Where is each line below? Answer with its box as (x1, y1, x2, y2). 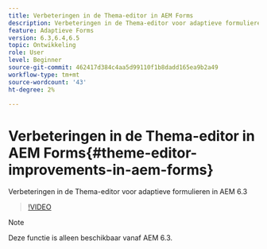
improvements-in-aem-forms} (8, 161, 215, 179)
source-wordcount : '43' (8, 78, 87, 86)
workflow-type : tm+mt (8, 71, 80, 79)
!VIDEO (27, 202, 52, 212)
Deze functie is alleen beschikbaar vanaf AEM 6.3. (8, 233, 173, 243)
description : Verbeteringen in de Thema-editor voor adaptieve (8, 19, 222, 27)
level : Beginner (8, 56, 62, 64)
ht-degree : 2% (8, 85, 56, 94)
